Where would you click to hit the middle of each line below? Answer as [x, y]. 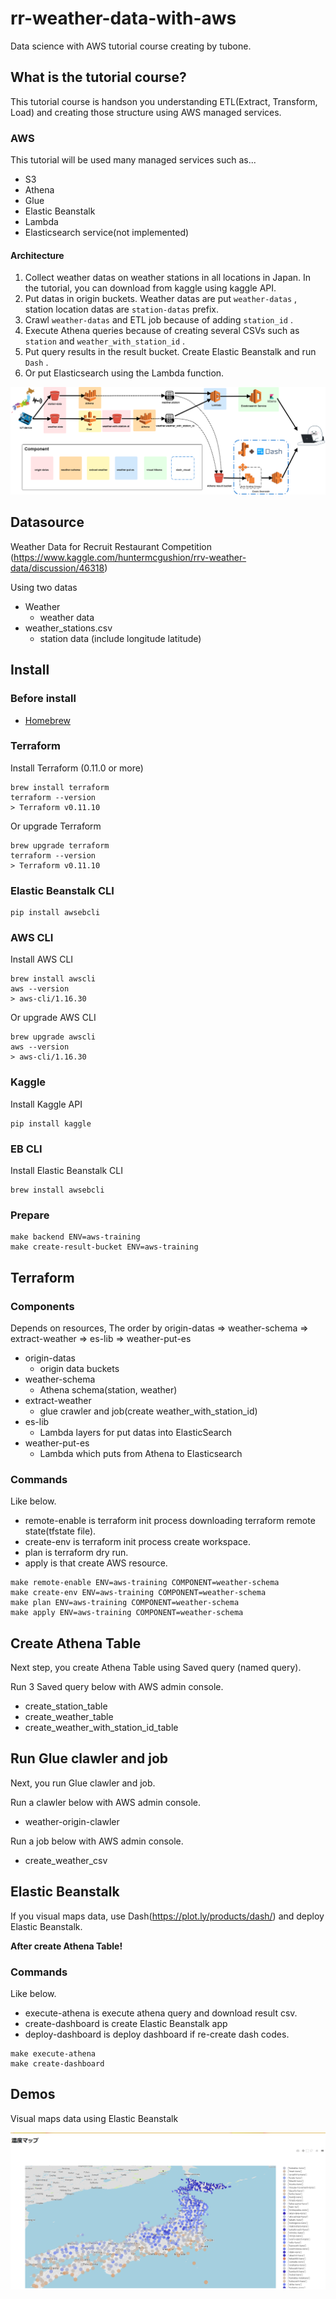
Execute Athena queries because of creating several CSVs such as [162, 331]
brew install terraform [60, 787]
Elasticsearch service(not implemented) [107, 233]
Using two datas [44, 587]
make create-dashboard [57, 2064]
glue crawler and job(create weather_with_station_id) [148, 1411]
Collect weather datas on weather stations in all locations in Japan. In [168, 278]
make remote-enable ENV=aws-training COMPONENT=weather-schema [145, 1583]
